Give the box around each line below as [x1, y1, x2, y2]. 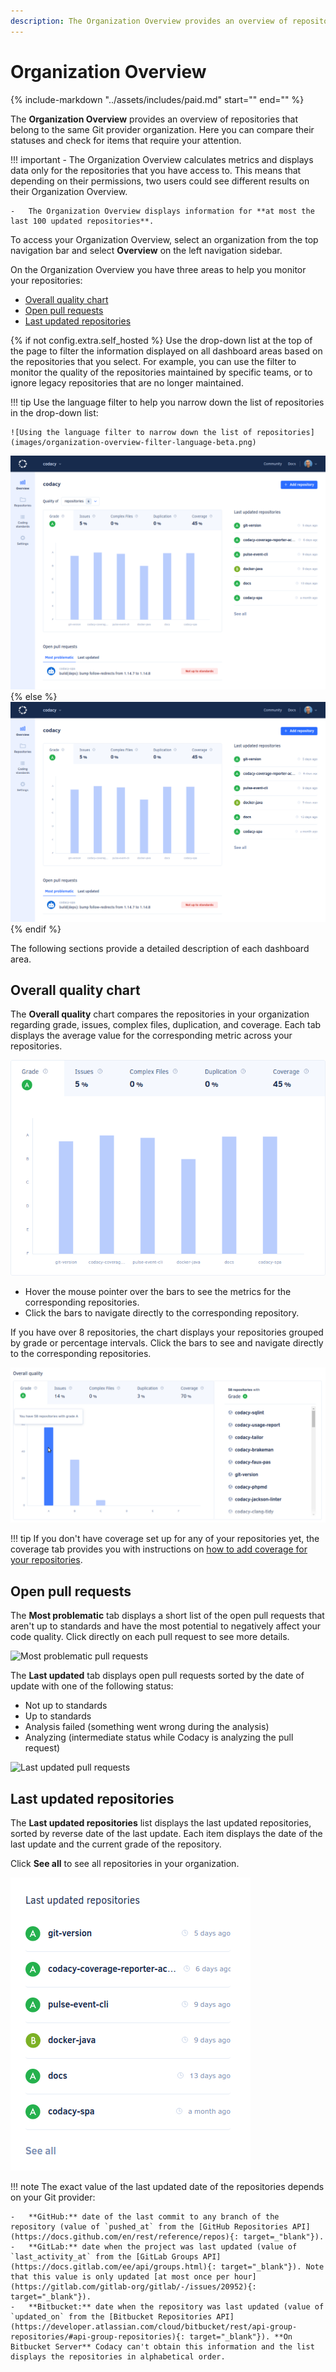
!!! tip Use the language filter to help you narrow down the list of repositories [10, 396, 325, 408]
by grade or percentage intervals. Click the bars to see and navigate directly [10, 1337, 324, 1349]
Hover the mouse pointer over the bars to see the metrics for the [24, 1286, 292, 1298]
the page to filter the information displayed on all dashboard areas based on [10, 345, 323, 357]
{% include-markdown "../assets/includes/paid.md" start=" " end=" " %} [10, 93, 305, 105]
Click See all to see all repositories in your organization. [10, 1858, 240, 1870]
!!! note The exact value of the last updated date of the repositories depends [10, 2181, 325, 2193]
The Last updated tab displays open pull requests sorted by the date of [10, 1670, 305, 1682]
